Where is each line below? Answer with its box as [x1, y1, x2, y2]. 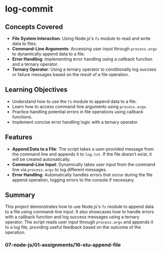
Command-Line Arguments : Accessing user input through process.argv [12, 46, 157, 51]
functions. [12, 114, 32, 120]
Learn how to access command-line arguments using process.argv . [12, 103, 147, 110]
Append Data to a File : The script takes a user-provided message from [12, 146, 154, 152]
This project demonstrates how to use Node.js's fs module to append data [5, 204, 154, 209]
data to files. [12, 41, 37, 47]
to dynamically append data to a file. [12, 51, 85, 57]
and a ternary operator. [12, 62, 59, 67]
